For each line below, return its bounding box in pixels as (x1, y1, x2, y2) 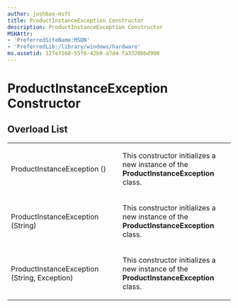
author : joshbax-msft (7, 10, 72, 18)
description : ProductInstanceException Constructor (7, 23, 163, 30)
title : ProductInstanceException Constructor (7, 17, 144, 24)
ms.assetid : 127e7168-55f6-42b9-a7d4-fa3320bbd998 (7, 50, 160, 57)
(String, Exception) (11, 273, 74, 283)
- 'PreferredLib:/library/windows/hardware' (7, 43, 141, 50)
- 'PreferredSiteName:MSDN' (7, 37, 91, 44)
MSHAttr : (7, 30, 33, 38)
